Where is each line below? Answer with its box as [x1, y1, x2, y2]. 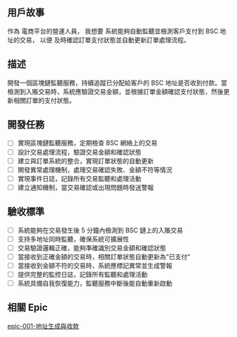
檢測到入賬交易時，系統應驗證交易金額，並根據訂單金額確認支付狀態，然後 [7, 87, 224, 95]
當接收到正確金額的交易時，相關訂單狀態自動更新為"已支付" [17, 252, 190, 261]
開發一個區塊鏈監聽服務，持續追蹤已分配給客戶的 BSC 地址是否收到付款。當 [7, 78, 228, 87]
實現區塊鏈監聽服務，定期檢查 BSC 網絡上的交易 [17, 138, 158, 147]
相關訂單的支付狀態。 [13, 96, 75, 105]
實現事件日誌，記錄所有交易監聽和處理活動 [17, 174, 142, 182]
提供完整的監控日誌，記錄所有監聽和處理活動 [17, 270, 148, 278]
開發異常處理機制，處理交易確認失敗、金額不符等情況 [17, 165, 173, 174]
